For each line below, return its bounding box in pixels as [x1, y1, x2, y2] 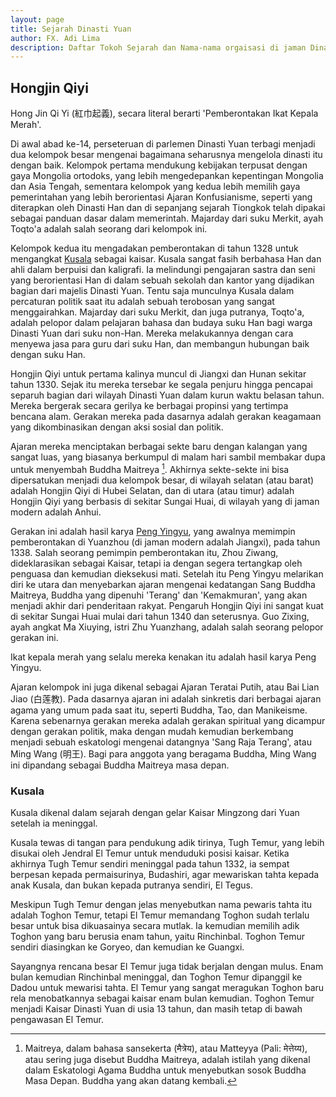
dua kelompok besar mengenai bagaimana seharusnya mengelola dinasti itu [10, 149, 323, 161]
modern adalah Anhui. [10, 506, 102, 518]
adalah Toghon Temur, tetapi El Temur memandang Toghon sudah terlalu [10, 909, 310, 921]
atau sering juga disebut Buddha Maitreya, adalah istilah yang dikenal [24, 1054, 311, 1066]
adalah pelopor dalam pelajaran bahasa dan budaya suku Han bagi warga [10, 317, 313, 329]
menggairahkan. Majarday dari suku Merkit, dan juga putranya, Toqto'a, [10, 306, 305, 318]
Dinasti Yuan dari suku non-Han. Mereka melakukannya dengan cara [10, 327, 294, 340]
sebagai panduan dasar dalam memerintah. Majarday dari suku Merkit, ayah [10, 212, 324, 225]
